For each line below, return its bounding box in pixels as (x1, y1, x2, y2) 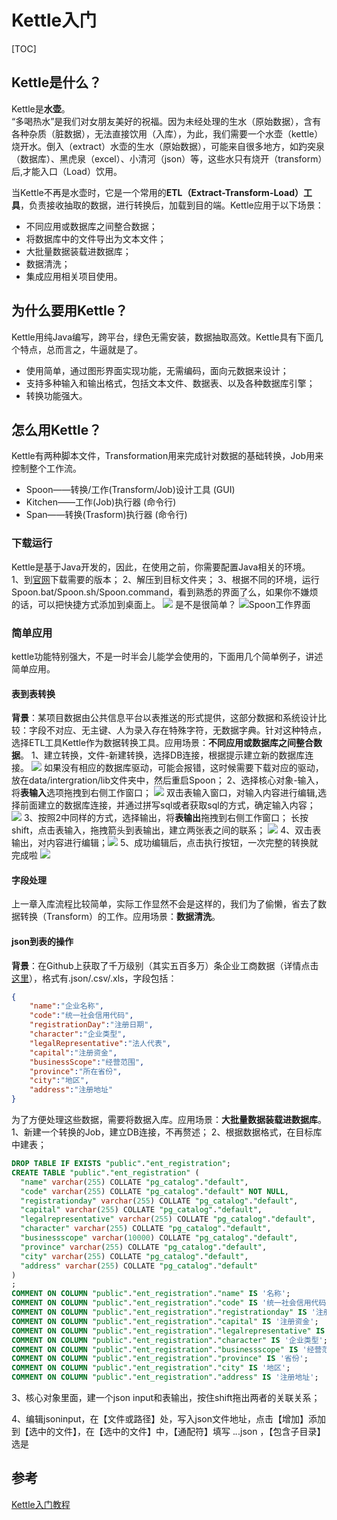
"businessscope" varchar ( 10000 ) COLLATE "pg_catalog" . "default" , (20, 1233, 299, 1243)
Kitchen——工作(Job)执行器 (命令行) (25, 496, 177, 508)
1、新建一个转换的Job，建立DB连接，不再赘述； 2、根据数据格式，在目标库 (11, 1126, 323, 1138)
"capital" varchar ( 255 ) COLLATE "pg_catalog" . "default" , (20, 1205, 263, 1215)
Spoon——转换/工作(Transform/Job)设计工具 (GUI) (25, 484, 236, 496)
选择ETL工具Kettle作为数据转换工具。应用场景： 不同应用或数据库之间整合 (11, 737, 314, 749)
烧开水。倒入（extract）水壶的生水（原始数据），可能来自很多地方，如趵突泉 (11, 140, 326, 152)
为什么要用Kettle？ (11, 302, 129, 320)
